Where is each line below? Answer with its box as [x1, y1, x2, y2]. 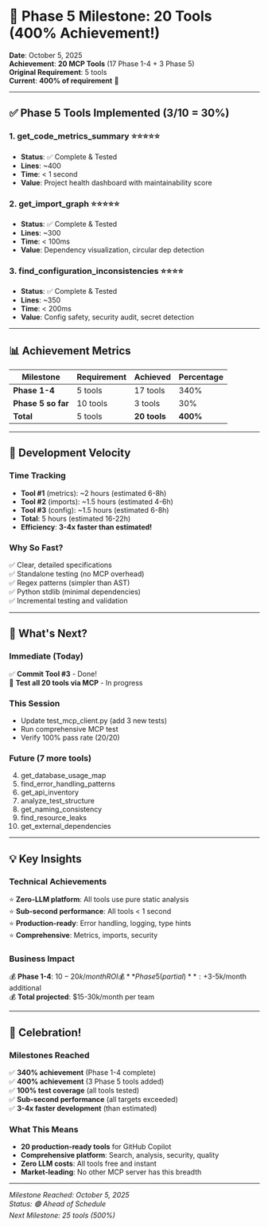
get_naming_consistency [20, 804, 103, 815]
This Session [9, 698, 60, 709]
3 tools [134, 398, 161, 409]
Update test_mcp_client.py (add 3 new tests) [20, 716, 168, 725]
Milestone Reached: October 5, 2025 [9, 1190, 130, 1200]
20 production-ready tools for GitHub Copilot [20, 1142, 172, 1151]
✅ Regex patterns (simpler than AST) [9, 578, 130, 588]
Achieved [134, 372, 172, 383]
